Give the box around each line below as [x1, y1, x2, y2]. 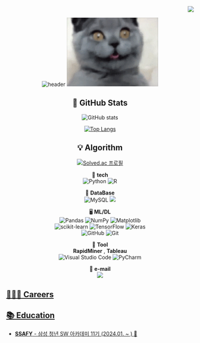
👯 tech [92, 171, 108, 178]
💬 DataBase [85, 189, 115, 196]
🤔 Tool [92, 241, 108, 248]
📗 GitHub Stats [72, 98, 128, 108]
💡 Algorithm [77, 143, 123, 153]
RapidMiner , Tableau [73, 247, 127, 254]
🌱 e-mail [89, 265, 111, 272]
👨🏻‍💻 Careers [6, 289, 54, 300]
